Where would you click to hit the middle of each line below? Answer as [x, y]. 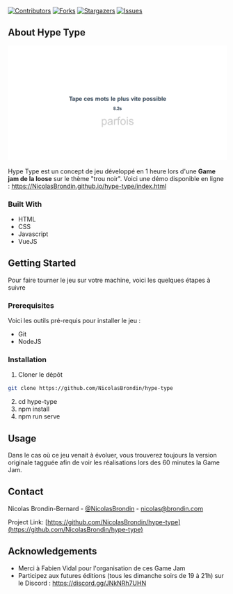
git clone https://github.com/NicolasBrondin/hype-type [90, 389]
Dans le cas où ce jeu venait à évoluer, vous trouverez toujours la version [113, 455]
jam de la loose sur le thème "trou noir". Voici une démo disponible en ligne [116, 178]
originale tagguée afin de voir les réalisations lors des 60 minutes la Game [114, 462]
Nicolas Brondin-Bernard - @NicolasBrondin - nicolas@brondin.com [106, 508]
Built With [25, 204]
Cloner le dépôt [40, 375]
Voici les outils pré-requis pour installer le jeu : [74, 321]
